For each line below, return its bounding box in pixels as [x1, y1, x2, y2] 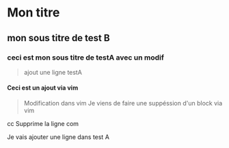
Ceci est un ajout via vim [7, 84, 79, 92]
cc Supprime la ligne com [7, 120, 79, 128]
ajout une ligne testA [23, 68, 82, 76]
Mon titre [7, 5, 60, 21]
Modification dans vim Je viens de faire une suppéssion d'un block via [23, 99, 223, 108]
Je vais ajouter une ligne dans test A [7, 133, 109, 141]
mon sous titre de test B [7, 32, 111, 44]
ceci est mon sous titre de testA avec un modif [7, 53, 164, 62]
